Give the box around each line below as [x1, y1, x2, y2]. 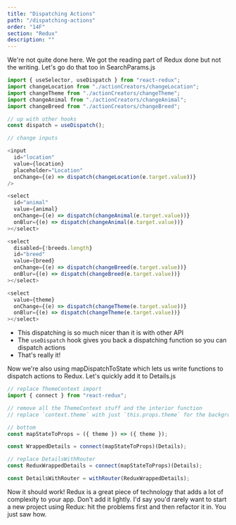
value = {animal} [13, 206, 58, 213]
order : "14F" [7, 23, 46, 30]
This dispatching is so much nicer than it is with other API [17, 328, 184, 337]
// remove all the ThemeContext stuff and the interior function [7, 404, 202, 411]
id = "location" [13, 154, 55, 161]
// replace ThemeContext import [7, 385, 102, 393]
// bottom [7, 424, 37, 431]
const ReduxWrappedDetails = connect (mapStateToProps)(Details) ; [7, 463, 202, 470]
